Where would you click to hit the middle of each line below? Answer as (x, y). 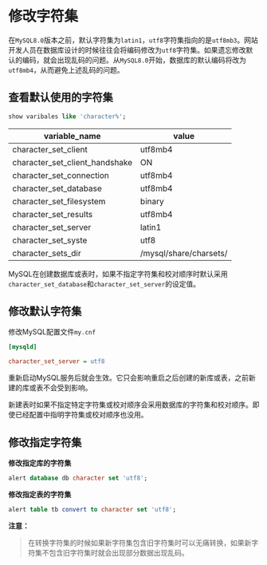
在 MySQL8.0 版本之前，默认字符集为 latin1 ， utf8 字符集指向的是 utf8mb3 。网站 (133, 40)
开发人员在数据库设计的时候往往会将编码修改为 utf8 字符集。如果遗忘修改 (127, 49)
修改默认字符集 (45, 312)
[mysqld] (23, 347)
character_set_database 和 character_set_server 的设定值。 (104, 283)
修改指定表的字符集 (40, 494)
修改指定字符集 (45, 443)
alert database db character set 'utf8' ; (78, 478)
